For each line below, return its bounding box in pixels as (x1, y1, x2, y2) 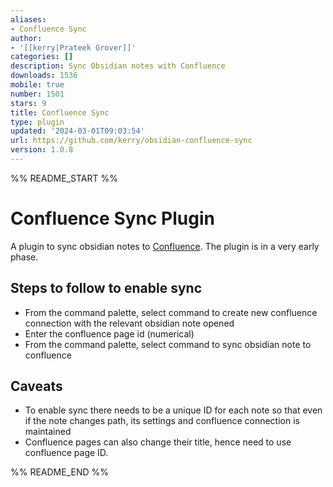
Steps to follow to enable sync (10, 280, 202, 297)
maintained (24, 426, 72, 438)
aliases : (10, 14, 47, 25)
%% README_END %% (10, 466, 110, 478)
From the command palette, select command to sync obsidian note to (24, 338, 312, 350)
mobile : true (10, 80, 65, 90)
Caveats (10, 378, 63, 395)
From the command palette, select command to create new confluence (24, 306, 318, 318)
